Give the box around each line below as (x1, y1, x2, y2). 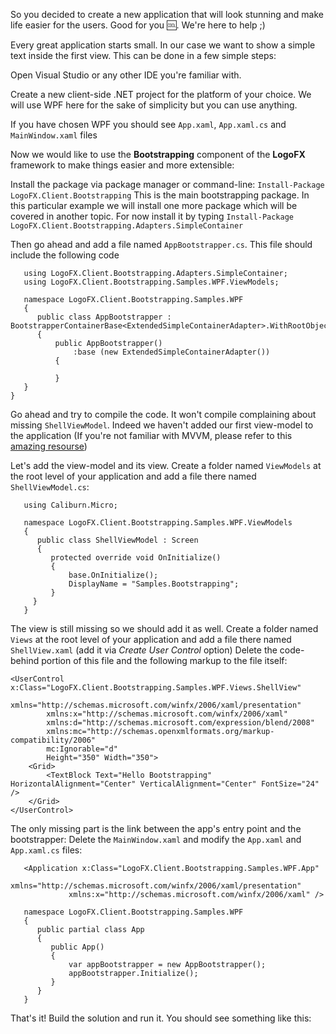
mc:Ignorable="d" (46, 744, 118, 754)
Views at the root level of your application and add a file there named (10, 634, 292, 645)
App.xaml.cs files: (10, 844, 83, 856)
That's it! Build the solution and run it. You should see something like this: (10, 1012, 312, 1024)
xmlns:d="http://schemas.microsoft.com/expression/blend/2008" (46, 718, 315, 728)
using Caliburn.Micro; (23, 500, 118, 510)
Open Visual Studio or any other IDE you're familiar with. (10, 69, 242, 81)
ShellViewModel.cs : (10, 481, 90, 493)
